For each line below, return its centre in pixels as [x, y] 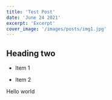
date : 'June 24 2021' [34, 18]
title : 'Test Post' [31, 12]
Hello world [21, 92]
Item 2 [23, 80]
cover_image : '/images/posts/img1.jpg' [57, 29]
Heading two [31, 53]
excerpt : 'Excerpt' [31, 23]
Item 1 [22, 68]
